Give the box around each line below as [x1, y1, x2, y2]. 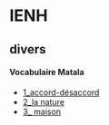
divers [9, 42, 46, 57]
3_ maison [22, 106, 62, 117]
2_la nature [22, 96, 65, 107]
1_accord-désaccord [22, 87, 100, 98]
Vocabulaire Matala [9, 67, 84, 78]
